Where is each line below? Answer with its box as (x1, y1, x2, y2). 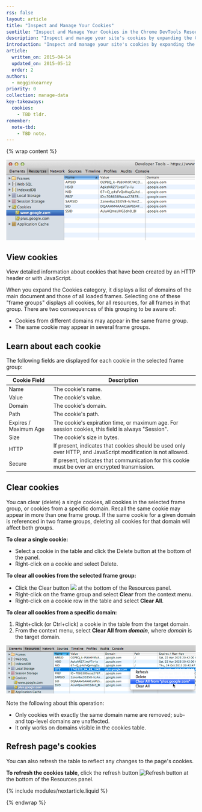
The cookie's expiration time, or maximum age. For (53, 419, 179, 426)
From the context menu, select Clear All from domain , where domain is (14, 626, 192, 634)
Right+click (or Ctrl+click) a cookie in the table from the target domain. (14, 620, 191, 628)
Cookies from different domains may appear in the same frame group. (14, 317, 188, 325)
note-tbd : (11, 124, 36, 130)
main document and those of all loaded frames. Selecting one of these (6, 293, 181, 300)
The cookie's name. (53, 386, 102, 393)
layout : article (6, 16, 47, 22)
